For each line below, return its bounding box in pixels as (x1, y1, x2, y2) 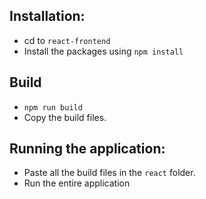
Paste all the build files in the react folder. (23, 167, 196, 179)
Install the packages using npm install (23, 45, 184, 57)
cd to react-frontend (23, 34, 111, 46)
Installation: (9, 8, 86, 25)
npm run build (23, 102, 83, 113)
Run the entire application (23, 177, 131, 189)
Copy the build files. (23, 111, 107, 123)
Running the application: (9, 140, 166, 158)
